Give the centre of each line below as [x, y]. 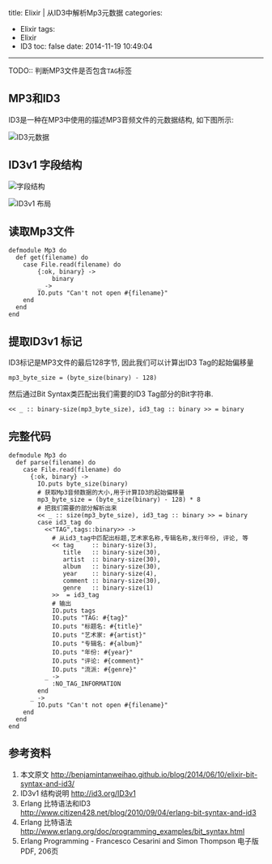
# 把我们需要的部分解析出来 [77, 508]
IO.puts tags [73, 611]
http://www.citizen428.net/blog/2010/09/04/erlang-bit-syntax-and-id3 [138, 812]
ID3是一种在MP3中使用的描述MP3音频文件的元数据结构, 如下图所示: [121, 119]
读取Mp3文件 [42, 232]
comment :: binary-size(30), [112, 581]
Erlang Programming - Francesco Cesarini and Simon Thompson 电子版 [139, 840]
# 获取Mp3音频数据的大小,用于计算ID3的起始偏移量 [111, 493]
